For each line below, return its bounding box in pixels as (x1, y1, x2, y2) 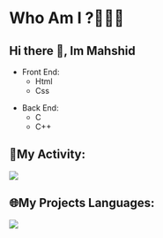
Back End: (21, 103, 59, 113)
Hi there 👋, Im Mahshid (9, 43, 136, 58)
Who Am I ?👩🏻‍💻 (9, 8, 125, 28)
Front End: (21, 66, 60, 77)
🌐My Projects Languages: (9, 196, 155, 211)
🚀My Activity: (9, 147, 86, 162)
